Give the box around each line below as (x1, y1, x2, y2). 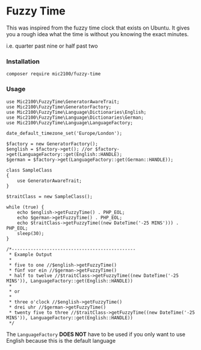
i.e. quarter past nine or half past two (6, 42, 98, 49)
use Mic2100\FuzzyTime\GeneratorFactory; (6, 104, 112, 110)
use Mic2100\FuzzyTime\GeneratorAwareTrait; (6, 98, 120, 105)
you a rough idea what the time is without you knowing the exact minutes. (6, 30, 189, 37)
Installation (6, 57, 40, 66)
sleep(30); (17, 230, 45, 236)
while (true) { (6, 204, 45, 210)
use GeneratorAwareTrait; (17, 178, 82, 184)
